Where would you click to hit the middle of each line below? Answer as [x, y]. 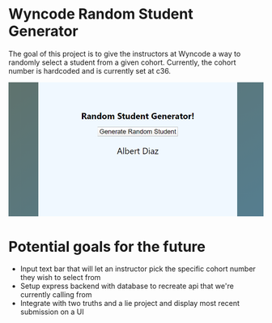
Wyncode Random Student [101, 14]
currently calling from [56, 295]
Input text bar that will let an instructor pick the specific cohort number [138, 269]
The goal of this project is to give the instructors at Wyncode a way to [125, 53]
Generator [43, 31]
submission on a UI [52, 312]
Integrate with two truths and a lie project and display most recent [130, 304]
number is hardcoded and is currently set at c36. [90, 70]
